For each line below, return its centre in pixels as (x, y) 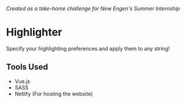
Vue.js (22, 81)
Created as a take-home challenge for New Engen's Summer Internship (93, 9)
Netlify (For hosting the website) (54, 94)
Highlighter (34, 32)
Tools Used (27, 67)
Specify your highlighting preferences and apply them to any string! (88, 48)
